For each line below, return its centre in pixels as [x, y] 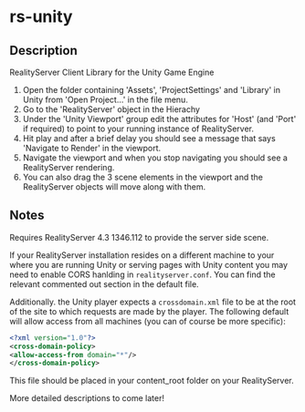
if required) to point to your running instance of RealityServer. [138, 129]
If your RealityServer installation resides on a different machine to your [142, 255]
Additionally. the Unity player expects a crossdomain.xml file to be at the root [153, 302]
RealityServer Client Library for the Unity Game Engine [112, 72]
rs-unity [41, 17]
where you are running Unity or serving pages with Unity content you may [149, 264]
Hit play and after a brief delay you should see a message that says [149, 138]
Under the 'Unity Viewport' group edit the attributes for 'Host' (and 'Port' [159, 119]
